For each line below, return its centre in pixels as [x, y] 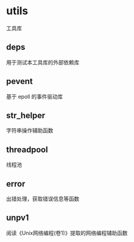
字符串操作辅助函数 [30, 131]
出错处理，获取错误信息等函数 [43, 199]
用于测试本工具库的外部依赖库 [43, 62]
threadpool [27, 150]
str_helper [26, 115]
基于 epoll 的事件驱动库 [35, 96]
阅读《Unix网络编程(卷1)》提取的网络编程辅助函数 [67, 232]
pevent [19, 81]
